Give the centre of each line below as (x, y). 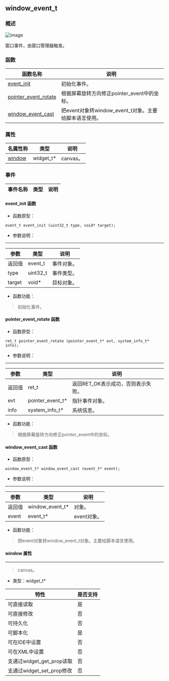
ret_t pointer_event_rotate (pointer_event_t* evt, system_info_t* (77, 341)
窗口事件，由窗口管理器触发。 (36, 46)
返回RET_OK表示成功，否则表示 (109, 384)
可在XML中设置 (26, 652)
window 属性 (19, 553)
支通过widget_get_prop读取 (40, 661)
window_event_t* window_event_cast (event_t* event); (63, 469)
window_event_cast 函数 (31, 447)
